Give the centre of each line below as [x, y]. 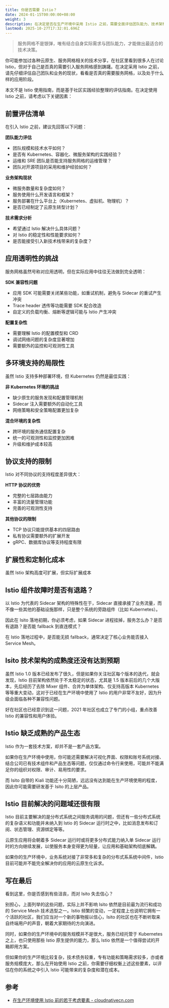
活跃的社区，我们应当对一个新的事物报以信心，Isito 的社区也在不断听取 [83, 917]
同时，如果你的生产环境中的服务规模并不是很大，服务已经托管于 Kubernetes [84, 934]
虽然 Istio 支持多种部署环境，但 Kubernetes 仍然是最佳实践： [68, 376]
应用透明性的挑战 [32, 259]
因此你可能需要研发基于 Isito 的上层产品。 [48, 786]
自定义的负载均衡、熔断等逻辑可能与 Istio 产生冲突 [64, 312]
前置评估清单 [25, 114]
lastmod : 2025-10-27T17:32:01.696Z [43, 29]
